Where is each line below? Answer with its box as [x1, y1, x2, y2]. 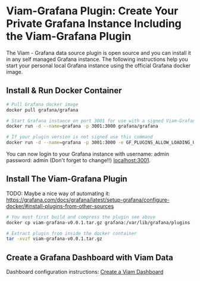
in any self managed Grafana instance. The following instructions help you [6, 55, 189, 63]
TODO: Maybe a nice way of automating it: [6, 190, 110, 197]
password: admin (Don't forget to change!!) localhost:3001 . [6, 157, 151, 163]
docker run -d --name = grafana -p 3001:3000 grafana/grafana [6, 123, 159, 129]
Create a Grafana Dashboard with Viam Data [6, 252, 174, 263]
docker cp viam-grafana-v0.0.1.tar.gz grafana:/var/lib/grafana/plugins [6, 220, 190, 226]
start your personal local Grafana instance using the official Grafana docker [6, 61, 191, 69]
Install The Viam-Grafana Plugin [6, 174, 128, 184]
